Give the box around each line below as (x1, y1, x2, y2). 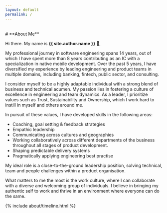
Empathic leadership (12, 126, 55, 132)
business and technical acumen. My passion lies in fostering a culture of (5, 86, 154, 92)
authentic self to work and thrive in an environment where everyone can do (5, 188, 160, 194)
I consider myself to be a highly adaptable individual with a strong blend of (5, 80, 159, 87)
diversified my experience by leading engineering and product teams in (5, 66, 152, 72)
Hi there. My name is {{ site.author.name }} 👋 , (5, 40, 101, 46)
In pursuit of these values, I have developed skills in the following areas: (5, 111, 153, 117)
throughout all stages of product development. (12, 142, 108, 148)
